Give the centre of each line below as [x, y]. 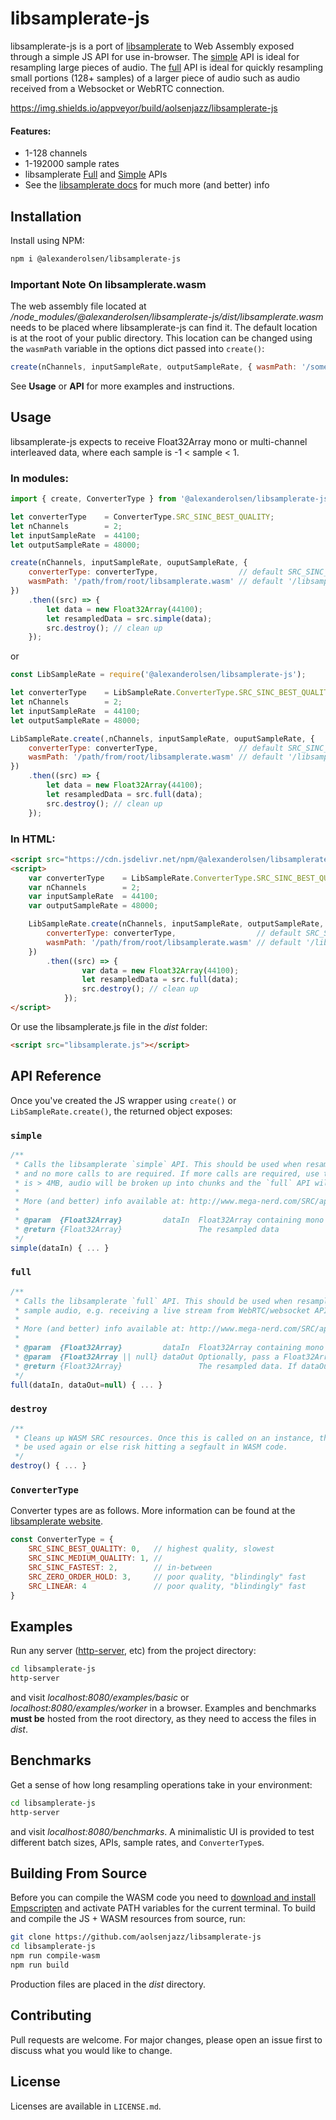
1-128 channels [56, 153]
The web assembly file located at [78, 306]
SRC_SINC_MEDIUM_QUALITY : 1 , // [95, 1558]
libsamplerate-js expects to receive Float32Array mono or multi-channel [159, 441]
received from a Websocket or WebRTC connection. [117, 88]
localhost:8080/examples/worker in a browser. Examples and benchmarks [163, 1708]
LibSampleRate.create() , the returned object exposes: [121, 1111]
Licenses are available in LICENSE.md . [86, 2106]
